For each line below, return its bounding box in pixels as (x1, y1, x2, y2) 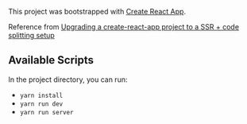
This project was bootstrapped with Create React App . (8, 7, 187, 16)
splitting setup (8, 31, 56, 40)
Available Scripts (8, 53, 94, 67)
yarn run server (19, 108, 74, 116)
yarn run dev (19, 99, 64, 108)
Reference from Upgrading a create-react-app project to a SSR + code (8, 22, 240, 31)
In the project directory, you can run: (8, 75, 128, 84)
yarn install (19, 91, 64, 99)
